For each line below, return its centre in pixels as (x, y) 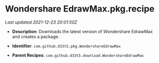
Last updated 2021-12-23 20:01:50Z (41, 22)
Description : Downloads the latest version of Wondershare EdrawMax (82, 31)
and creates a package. (36, 37)
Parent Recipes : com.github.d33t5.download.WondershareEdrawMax (78, 55)
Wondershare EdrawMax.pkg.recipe (80, 9)
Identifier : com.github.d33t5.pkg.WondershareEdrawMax (66, 46)
